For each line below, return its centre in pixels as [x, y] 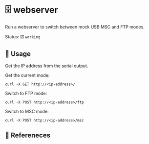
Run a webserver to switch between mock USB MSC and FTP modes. [75, 27]
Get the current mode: [27, 75]
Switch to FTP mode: [26, 93]
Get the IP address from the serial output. [47, 66]
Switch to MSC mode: [27, 111]
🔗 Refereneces [28, 135]
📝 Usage [18, 54]
